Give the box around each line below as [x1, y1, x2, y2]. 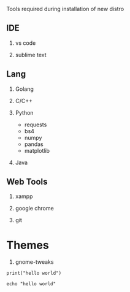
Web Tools [6, 177, 48, 187]
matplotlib [24, 147, 50, 154]
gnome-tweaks [15, 258, 54, 266]
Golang [15, 85, 34, 93]
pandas [24, 140, 44, 148]
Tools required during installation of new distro [6, 6, 124, 12]
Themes [6, 238, 49, 252]
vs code [15, 39, 36, 47]
